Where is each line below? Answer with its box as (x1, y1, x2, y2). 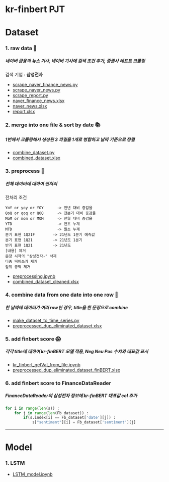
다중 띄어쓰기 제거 (5, 259, 38, 264)
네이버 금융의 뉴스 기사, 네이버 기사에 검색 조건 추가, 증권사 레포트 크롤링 (5, 58, 145, 64)
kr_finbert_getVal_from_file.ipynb (12, 361, 80, 367)
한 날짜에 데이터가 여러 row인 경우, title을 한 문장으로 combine (5, 304, 128, 310)
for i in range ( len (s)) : (5, 406, 59, 411)
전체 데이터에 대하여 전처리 (5, 180, 57, 186)
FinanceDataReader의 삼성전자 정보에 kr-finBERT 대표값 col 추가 (5, 393, 137, 399)
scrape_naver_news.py (12, 87, 60, 93)
